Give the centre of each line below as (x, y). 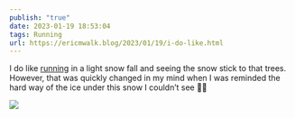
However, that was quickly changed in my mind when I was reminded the (145, 78)
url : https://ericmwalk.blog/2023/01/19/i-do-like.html (116, 43)
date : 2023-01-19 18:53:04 (60, 26)
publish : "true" (40, 18)
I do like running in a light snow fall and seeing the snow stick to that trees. (148, 68)
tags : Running (36, 34)
